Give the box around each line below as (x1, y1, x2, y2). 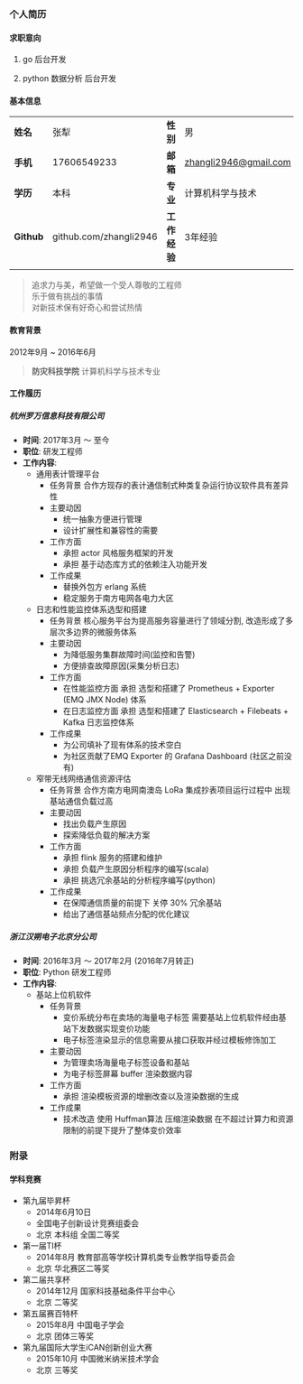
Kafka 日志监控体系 (62, 717, 135, 728)
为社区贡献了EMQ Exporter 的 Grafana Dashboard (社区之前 (62, 751, 284, 762)
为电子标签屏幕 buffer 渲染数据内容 (62, 1068, 193, 1080)
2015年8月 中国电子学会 (35, 1320, 124, 1331)
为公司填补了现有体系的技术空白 (62, 739, 182, 750)
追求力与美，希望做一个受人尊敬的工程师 (31, 280, 182, 291)
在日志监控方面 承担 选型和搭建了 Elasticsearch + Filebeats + (62, 706, 289, 717)
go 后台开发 (22, 54, 67, 65)
